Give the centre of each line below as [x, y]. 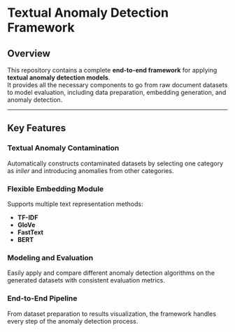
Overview [29, 53]
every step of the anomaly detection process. [73, 321]
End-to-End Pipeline [42, 299]
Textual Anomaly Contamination [63, 148]
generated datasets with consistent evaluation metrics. [86, 280]
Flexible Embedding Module [56, 188]
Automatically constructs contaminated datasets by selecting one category [115, 163]
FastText [30, 232]
